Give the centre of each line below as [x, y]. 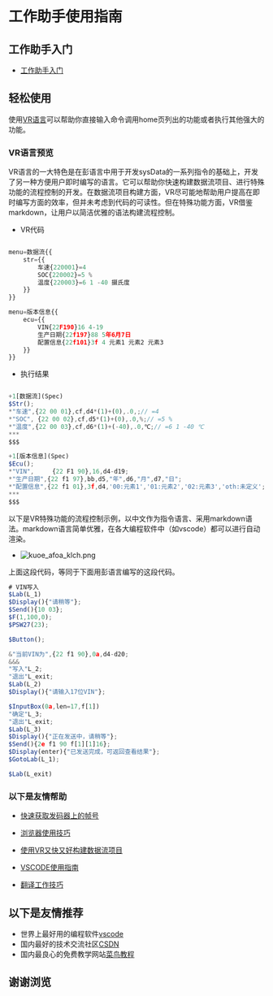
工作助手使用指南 [66, 17]
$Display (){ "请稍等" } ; [45, 602]
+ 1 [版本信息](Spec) [39, 457]
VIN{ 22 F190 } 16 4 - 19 [71, 327]
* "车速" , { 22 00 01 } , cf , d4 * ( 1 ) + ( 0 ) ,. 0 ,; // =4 [84, 412]
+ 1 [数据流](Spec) [36, 396]
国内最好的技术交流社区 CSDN [69, 944]
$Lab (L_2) [25, 684]
